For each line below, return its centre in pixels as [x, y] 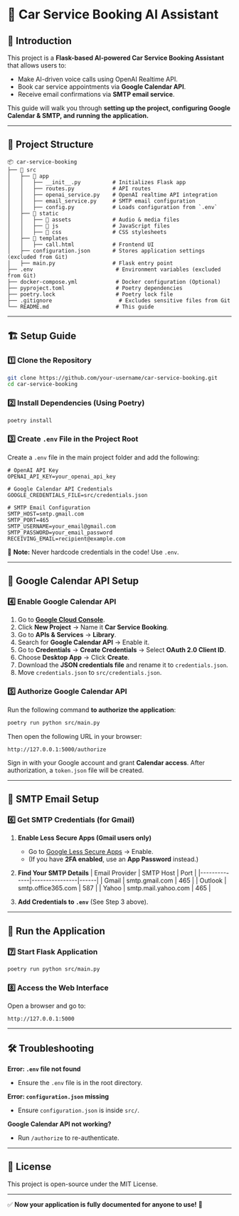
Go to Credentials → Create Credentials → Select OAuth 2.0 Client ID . [122, 650]
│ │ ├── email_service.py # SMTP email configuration [101, 201]
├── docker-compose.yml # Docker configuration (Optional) [114, 282]
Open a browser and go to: [47, 1006]
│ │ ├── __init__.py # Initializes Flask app [97, 182]
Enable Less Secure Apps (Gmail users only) [84, 838]
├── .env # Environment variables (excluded [114, 270]
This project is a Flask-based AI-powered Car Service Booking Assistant [116, 58]
